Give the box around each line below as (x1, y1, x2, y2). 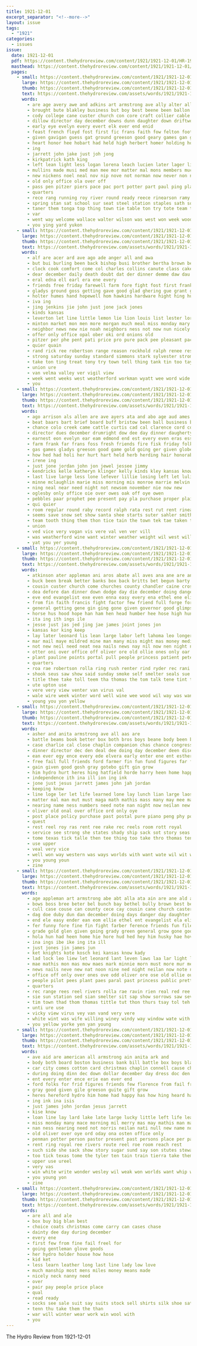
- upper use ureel (27, 1158, 72, 1164)
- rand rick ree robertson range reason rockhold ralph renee (27, 348, 182, 354)
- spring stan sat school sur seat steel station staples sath (27, 200, 185, 206)
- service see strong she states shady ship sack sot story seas (27, 830, 191, 836)
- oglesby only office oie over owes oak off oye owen (27, 490, 164, 496)
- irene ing (27, 457, 57, 463)
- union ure (27, 364, 57, 370)
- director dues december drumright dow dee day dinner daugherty (27, 430, 193, 436)
